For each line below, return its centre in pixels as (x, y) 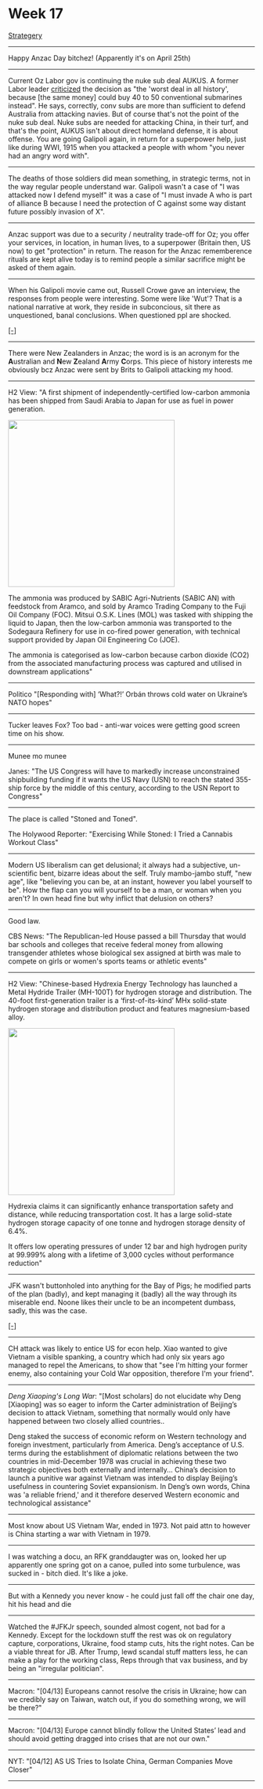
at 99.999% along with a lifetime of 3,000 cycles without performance (121, 1254)
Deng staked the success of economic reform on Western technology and (127, 1436)
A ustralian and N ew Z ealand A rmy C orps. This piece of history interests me (130, 361)
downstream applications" (50, 671)
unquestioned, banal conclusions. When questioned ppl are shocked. (120, 315)
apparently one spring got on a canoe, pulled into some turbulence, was (124, 1564)
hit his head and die (40, 1604)
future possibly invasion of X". (57, 211)
